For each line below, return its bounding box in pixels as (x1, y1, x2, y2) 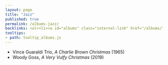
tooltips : (5, 30, 26, 35)
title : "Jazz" (5, 12, 35, 17)
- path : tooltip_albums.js (5, 35, 61, 40)
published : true (5, 16, 39, 21)
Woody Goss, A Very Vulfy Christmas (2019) (12, 54, 104, 60)
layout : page (5, 7, 32, 12)
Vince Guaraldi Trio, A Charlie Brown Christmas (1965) (12, 48, 125, 55)
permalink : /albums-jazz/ (5, 21, 59, 26)
